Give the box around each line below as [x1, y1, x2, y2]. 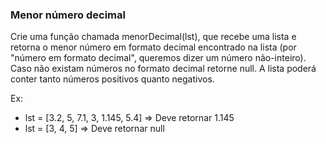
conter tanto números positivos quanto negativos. [10, 73, 215, 85]
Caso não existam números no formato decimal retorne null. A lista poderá [10, 63, 317, 75]
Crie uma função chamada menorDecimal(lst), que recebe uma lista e [10, 31, 297, 43]
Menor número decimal [10, 8, 126, 22]
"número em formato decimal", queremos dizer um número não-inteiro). [10, 52, 307, 64]
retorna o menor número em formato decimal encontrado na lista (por [10, 41, 297, 53]
